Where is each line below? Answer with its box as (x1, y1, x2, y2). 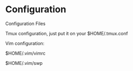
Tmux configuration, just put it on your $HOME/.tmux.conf (5, 30, 128, 36)
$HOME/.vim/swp (5, 60, 43, 66)
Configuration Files (5, 20, 46, 27)
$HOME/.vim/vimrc (5, 50, 46, 56)
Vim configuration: (5, 40, 45, 46)
